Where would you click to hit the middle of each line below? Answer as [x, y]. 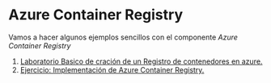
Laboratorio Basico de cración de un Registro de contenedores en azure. [141, 61]
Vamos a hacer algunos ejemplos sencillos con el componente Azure [123, 37]
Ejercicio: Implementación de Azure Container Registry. [112, 69]
